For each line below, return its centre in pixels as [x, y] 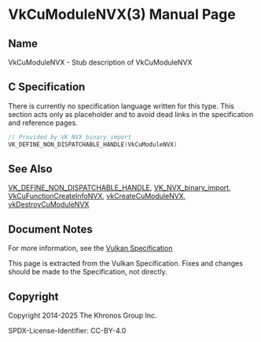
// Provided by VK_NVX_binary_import [70, 137]
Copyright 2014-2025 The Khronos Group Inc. [83, 315]
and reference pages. [43, 123]
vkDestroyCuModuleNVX [49, 204]
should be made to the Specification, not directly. [88, 272]
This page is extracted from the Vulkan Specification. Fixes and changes [126, 263]
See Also [30, 169]
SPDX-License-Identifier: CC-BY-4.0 [67, 331]
